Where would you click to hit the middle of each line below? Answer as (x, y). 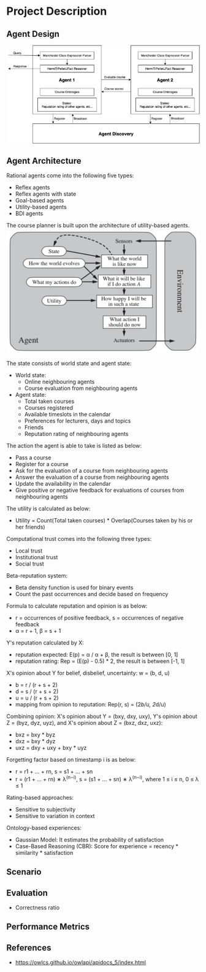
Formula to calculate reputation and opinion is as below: (77, 606)
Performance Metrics (48, 927)
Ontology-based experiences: (44, 828)
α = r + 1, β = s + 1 (38, 631)
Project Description (57, 11)
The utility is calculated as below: (48, 509)
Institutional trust (36, 557)
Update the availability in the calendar (63, 484)
